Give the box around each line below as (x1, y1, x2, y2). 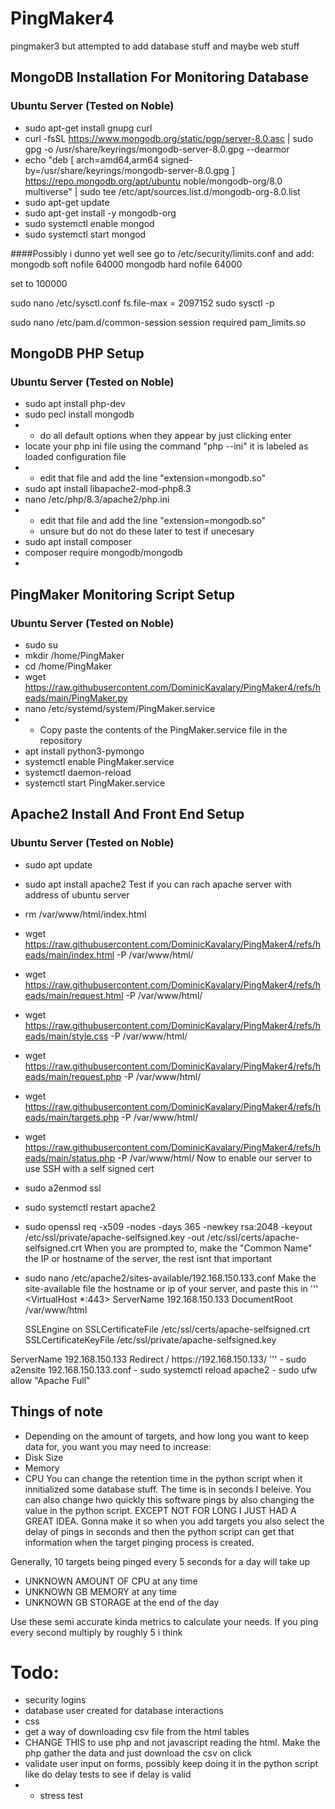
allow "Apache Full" (10, 1374, 91, 1386)
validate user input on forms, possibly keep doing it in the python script (24, 1758, 319, 1770)
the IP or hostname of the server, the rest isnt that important (24, 1252, 273, 1264)
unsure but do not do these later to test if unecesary (39, 525, 255, 537)
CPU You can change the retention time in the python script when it (24, 1472, 303, 1484)
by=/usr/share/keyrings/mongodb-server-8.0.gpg (24, 164, 230, 176)
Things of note (10, 1403, 104, 1421)
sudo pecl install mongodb (24, 408, 135, 421)
